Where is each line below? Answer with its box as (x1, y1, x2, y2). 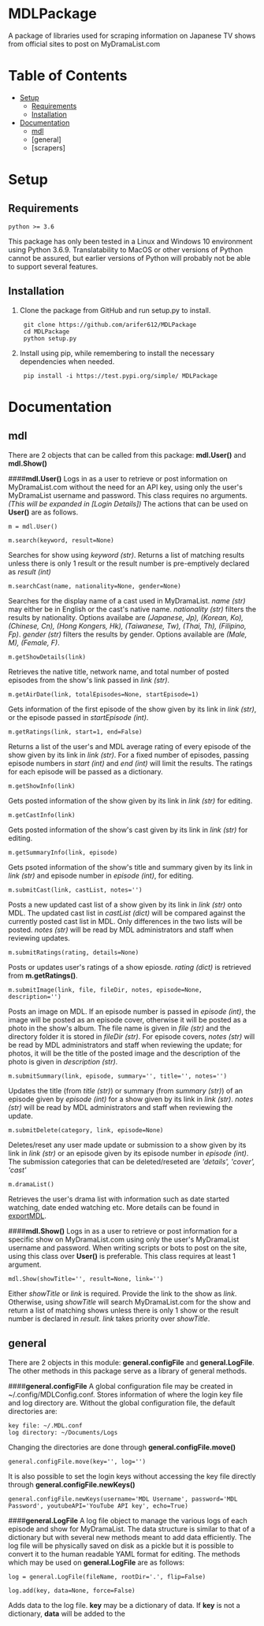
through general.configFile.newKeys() (8, 1479, 136, 1489)
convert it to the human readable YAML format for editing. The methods (8, 1549, 240, 1558)
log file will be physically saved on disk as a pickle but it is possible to (8, 1541, 234, 1550)
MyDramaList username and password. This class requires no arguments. (8, 490, 248, 500)
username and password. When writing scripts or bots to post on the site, (8, 1242, 247, 1253)
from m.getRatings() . (8, 971, 78, 980)
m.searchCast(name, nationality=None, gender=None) (8, 582, 181, 590)
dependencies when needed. (19, 356, 115, 366)
